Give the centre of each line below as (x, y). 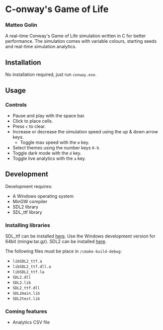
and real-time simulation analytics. (41, 47)
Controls (16, 105)
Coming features (26, 311)
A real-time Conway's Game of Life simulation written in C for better (75, 36)
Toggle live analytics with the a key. (49, 158)
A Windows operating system (43, 196)
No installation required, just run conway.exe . (51, 74)
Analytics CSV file (31, 322)
